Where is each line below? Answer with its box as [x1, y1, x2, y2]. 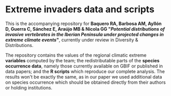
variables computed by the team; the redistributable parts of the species [5, 57, 160, 63]
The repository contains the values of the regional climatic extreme [5, 52, 147, 58]
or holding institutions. [5, 84, 53, 90]
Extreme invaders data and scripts [5, 4, 155, 15]
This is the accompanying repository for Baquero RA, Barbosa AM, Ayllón [5, 20, 162, 27]
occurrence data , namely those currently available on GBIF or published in [5, 63, 163, 69]
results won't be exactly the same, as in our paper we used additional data [5, 74, 162, 80]
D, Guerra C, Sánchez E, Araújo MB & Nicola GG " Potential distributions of [5, 26, 165, 32]
